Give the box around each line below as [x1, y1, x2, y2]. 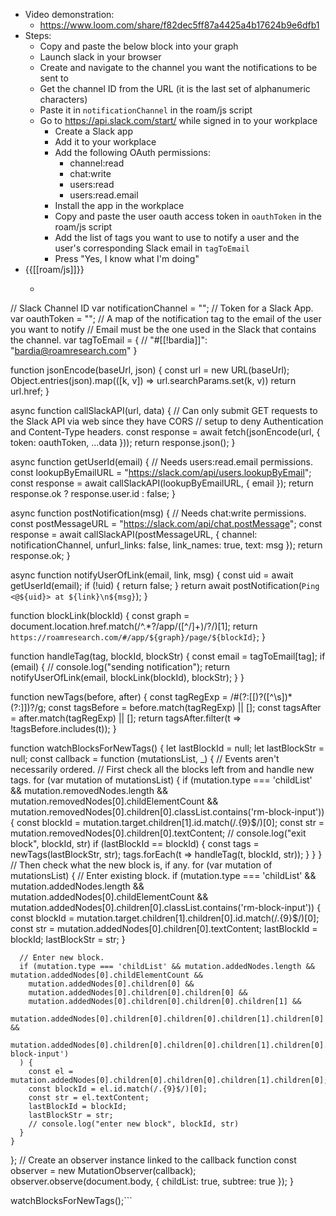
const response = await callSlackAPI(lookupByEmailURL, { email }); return [10, 477, 314, 489]
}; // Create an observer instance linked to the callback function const [10, 1154, 297, 1166]
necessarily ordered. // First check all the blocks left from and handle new [10, 764, 315, 775]
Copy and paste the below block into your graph [39, 40, 239, 52]
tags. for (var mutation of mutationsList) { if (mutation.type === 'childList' [10, 774, 313, 786]
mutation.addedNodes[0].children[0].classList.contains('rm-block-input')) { [10, 902, 322, 913]
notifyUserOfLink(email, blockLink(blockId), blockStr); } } [10, 672, 245, 683]
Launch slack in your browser [39, 51, 162, 63]
